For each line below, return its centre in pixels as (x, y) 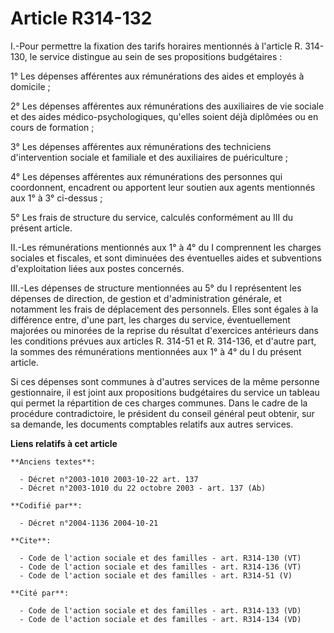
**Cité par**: (40, 593)
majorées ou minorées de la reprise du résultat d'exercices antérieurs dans (164, 330)
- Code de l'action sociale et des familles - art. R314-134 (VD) (160, 619)
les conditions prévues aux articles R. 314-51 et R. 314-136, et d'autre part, (163, 341)
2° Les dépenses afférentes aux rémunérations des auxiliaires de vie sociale (167, 106)
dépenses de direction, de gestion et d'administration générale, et (146, 298)
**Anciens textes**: (53, 462)
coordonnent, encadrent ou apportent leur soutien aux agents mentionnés (163, 187)
